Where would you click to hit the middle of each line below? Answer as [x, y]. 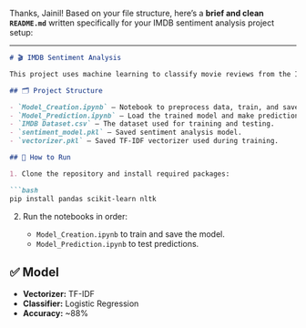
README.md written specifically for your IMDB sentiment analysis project [142, 23]
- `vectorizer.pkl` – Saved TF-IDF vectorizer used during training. [144, 141]
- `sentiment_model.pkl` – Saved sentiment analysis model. [126, 133]
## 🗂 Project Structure [56, 90]
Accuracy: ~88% [56, 313]
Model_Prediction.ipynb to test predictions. [117, 243]
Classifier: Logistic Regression [81, 303]
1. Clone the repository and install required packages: [120, 174]
